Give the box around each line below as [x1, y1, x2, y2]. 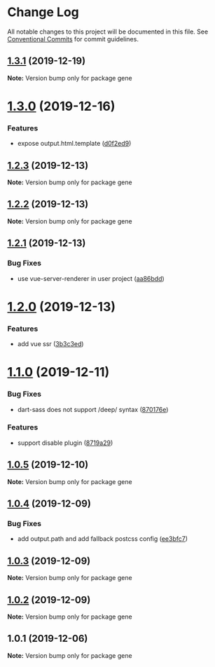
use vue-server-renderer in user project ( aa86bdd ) [17, 274, 165, 282]
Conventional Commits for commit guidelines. [7, 34, 139, 43]
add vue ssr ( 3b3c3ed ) [17, 340, 84, 348]
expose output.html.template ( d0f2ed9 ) [17, 139, 132, 148]
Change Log [7, 4, 79, 20]
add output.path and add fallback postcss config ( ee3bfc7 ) [17, 535, 188, 543]
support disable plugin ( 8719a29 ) [17, 439, 113, 447]
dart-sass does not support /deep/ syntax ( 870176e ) [17, 405, 169, 413]
